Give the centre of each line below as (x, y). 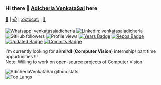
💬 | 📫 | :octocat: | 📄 (26, 19)
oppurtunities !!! (22, 57)
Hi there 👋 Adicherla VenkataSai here (51, 8)
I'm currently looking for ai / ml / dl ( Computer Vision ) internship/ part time (81, 51)
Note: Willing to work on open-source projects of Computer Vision (74, 62)
